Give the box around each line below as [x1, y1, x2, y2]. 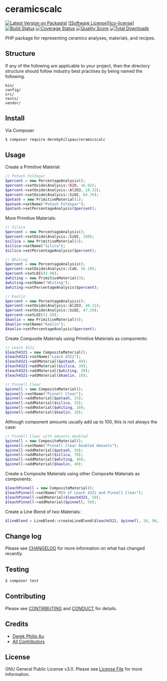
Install [5, 114, 25, 123]
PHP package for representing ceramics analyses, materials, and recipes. [5, 35, 156, 41]
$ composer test [5, 578, 39, 583]
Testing [5, 565, 29, 574]
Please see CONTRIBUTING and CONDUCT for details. [5, 605, 117, 611]
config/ [5, 87, 21, 92]
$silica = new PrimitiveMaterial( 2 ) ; [5, 239, 83, 244]
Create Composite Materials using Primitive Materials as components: [5, 336, 148, 341]
